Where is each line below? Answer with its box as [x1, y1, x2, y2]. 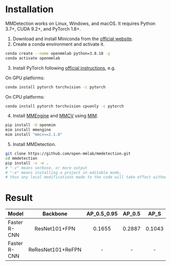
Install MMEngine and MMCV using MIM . [12, 113, 98, 119]
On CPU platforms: [5, 94, 45, 100]
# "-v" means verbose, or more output [5, 165, 88, 170]
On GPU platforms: [5, 75, 45, 81]
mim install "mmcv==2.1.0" [5, 132, 63, 137]
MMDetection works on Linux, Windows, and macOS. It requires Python [5, 20, 156, 26]
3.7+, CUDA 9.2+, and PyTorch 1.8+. [5, 25, 81, 32]
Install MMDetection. [12, 141, 56, 147]
